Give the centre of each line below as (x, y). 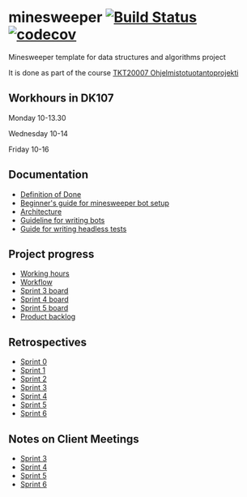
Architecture (41, 212)
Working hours (45, 274)
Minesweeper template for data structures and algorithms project (117, 57)
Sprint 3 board (44, 291)
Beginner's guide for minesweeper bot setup (95, 203)
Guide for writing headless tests (73, 229)
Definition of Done (51, 194)
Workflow (36, 282)
